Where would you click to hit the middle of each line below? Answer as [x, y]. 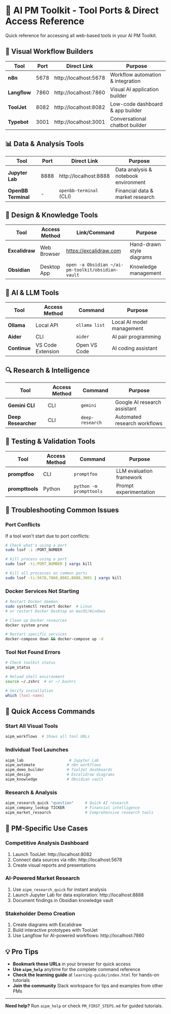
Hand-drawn [145, 244]
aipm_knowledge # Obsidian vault [54, 779]
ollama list [91, 325]
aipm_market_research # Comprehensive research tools [79, 813]
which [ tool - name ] [25, 695]
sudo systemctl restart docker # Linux [49, 606]
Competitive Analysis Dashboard [47, 843]
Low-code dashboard [136, 104]
